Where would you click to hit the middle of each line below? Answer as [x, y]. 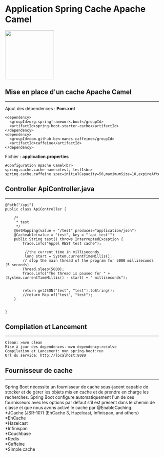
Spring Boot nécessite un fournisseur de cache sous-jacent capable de [77, 387]
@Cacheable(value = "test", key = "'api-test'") [64, 235]
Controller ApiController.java [50, 189]
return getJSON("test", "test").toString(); [69, 290]
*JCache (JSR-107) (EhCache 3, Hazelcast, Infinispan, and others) [72, 413]
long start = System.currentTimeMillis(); [68, 256]
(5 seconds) [17, 265]
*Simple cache [20, 449]
